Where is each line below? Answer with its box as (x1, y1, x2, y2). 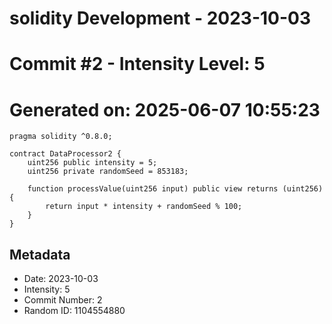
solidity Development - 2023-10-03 (9, 7, 312, 30)
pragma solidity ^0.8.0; (9, 132, 113, 142)
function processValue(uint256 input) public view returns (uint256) (27, 184, 324, 194)
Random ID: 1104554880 (23, 305, 126, 317)
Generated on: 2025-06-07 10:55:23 (9, 98, 321, 121)
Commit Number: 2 (23, 294, 103, 306)
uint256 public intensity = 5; (27, 158, 158, 168)
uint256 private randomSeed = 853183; (27, 167, 189, 177)
